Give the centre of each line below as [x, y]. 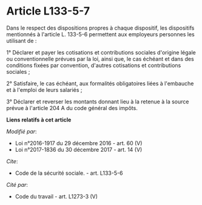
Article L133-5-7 [48, 11]
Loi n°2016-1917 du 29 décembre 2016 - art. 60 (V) [79, 143]
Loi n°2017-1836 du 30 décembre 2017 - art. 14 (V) [79, 149]
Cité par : [17, 184]
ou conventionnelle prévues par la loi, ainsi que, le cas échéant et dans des [100, 59]
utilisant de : [22, 41]
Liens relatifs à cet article [39, 120]
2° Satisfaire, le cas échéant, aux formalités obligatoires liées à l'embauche [100, 83]
